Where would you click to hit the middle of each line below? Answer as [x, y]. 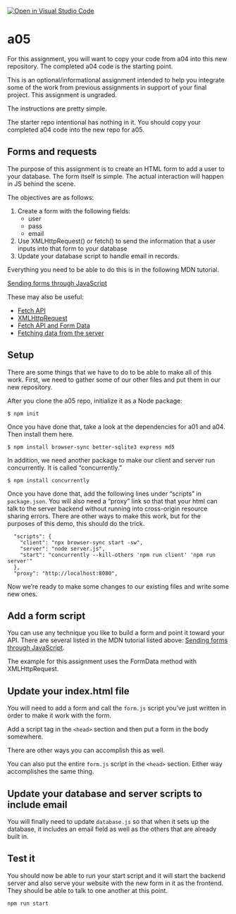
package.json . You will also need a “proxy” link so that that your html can [112, 501]
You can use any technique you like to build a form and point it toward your [116, 633]
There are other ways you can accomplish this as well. [86, 751]
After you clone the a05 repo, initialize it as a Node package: [95, 401]
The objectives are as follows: [51, 197]
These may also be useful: [46, 296]
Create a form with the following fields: [74, 211]
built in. [18, 837]
